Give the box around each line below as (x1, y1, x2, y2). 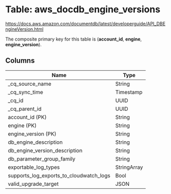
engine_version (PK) (8, 130, 56, 137)
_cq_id (8, 96, 24, 104)
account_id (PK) (8, 113, 47, 121)
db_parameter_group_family (8, 155, 75, 162)
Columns (5, 56, 35, 65)
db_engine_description (8, 139, 63, 146)
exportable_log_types (8, 163, 60, 170)
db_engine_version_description (8, 147, 83, 154)
